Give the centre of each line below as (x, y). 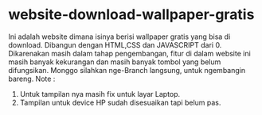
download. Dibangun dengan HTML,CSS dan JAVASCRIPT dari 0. (115, 44)
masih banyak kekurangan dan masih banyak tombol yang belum (115, 62)
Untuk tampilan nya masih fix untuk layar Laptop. (100, 94)
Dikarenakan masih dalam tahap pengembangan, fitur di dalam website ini (129, 53)
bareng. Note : (32, 79)
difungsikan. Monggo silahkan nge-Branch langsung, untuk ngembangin (127, 70)
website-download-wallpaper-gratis (131, 15)
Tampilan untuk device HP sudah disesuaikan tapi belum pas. (120, 102)
